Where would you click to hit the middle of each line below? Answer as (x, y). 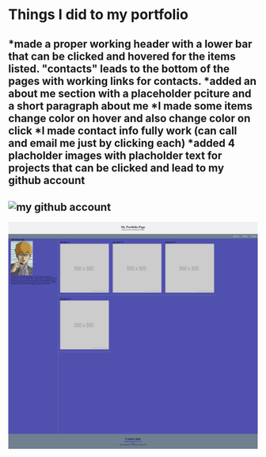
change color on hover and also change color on (129, 118)
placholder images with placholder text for (115, 155)
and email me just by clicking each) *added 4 (122, 143)
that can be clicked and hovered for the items (122, 56)
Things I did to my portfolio (98, 15)
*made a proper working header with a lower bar (130, 44)
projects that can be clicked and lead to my (116, 168)
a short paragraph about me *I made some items (131, 106)
